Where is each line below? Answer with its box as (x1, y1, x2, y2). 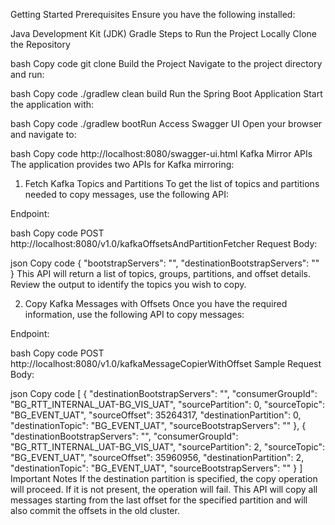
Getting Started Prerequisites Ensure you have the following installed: (10, 9, 296, 20)
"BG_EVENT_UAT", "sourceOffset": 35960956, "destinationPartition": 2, (10, 452, 305, 463)
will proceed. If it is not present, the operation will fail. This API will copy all (10, 484, 318, 495)
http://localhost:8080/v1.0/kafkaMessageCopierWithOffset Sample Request (10, 358, 322, 369)
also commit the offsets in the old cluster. (10, 505, 180, 516)
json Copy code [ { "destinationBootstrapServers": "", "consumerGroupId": (10, 388, 318, 399)
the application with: (10, 99, 95, 110)
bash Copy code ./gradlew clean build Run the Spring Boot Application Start (10, 88, 323, 99)
